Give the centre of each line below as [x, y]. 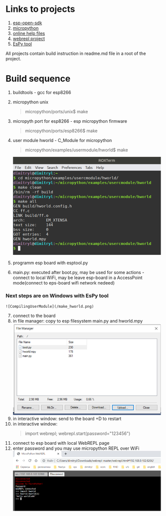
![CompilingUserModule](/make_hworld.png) [50, 307]
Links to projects [40, 9]
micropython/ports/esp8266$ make [61, 131]
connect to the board [34, 316]
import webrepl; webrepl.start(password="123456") [78, 433]
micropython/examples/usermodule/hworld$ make [77, 150]
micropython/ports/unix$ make [56, 111]
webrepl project [29, 39]
